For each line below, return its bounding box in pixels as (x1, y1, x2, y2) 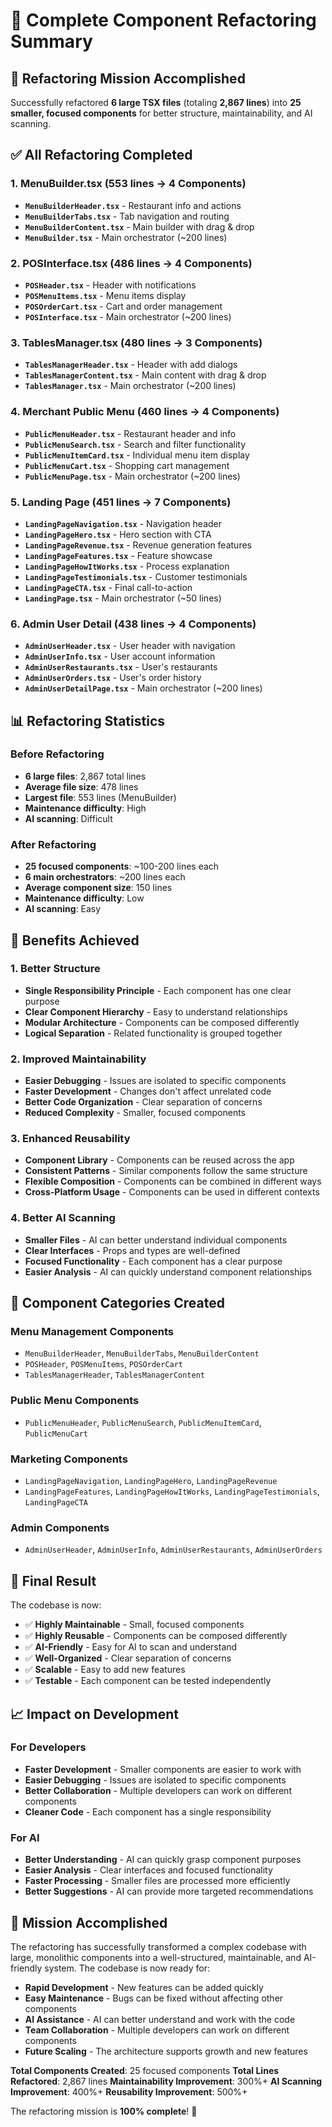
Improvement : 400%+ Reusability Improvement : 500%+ (10, 2085, 248, 2098)
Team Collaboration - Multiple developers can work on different (24, 2024, 290, 2036)
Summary (10, 30, 93, 53)
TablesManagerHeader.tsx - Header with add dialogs (24, 359, 238, 371)
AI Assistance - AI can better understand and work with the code (24, 2013, 296, 2025)
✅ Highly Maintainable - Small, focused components (24, 1619, 245, 1631)
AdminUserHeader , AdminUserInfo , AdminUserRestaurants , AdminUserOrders (24, 1544, 323, 1556)
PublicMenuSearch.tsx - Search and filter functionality (24, 438, 247, 450)
